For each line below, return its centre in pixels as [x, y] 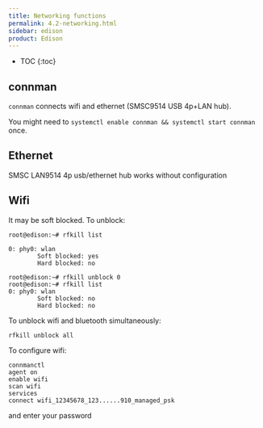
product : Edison [35, 38]
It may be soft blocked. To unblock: [67, 220]
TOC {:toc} [38, 61]
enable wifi [28, 379]
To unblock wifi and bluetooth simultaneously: [85, 321]
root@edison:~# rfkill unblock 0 [65, 277]
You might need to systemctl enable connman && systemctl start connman [132, 122]
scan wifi [25, 386]
